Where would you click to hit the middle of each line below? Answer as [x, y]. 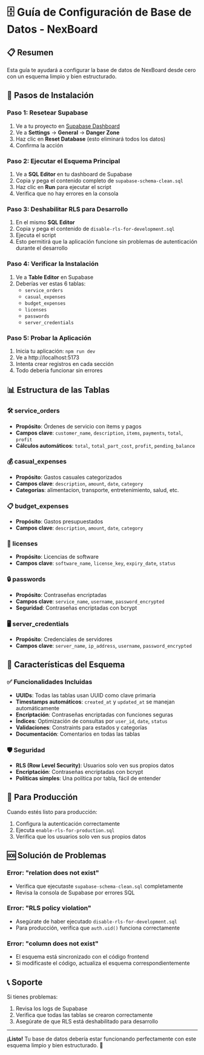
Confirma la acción [39, 145]
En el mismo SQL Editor [45, 222]
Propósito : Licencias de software [57, 557]
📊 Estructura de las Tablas [58, 390]
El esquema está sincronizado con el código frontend [82, 957]
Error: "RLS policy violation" [49, 908]
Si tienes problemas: [32, 997]
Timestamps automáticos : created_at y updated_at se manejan [95, 702]
